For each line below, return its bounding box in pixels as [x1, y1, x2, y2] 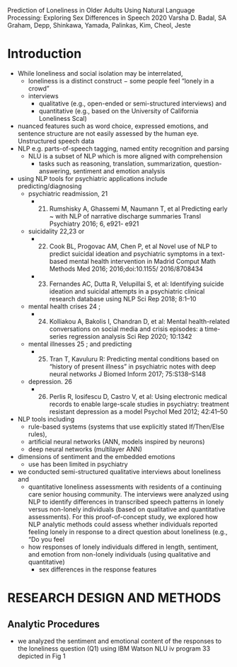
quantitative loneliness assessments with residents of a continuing [28, 482, 222, 491]
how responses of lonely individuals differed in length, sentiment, [28, 543, 219, 551]
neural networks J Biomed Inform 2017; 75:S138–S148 [49, 369, 207, 378]
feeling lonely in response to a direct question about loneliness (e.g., [28, 527, 228, 536]
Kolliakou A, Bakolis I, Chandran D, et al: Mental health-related [49, 317, 230, 325]
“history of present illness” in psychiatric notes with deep [49, 362, 216, 371]
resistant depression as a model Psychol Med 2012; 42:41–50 [49, 407, 229, 416]
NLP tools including [17, 414, 75, 423]
